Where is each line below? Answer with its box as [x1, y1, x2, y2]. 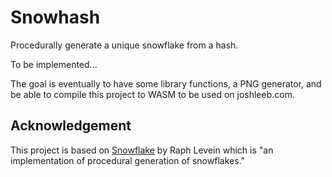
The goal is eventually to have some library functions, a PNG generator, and [10, 77, 322, 90]
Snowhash [10, 6, 101, 29]
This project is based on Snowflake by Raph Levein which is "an [10, 144, 274, 156]
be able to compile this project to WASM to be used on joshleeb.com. [10, 88, 295, 100]
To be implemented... [10, 58, 98, 70]
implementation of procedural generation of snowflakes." [10, 154, 245, 166]
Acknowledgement [10, 117, 132, 135]
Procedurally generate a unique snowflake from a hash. [10, 39, 239, 51]
